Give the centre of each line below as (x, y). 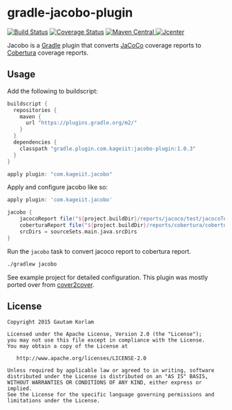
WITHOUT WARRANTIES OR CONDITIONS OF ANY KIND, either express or (105, 383)
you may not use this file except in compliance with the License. (106, 340)
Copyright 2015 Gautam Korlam (51, 322)
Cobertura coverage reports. (48, 53)
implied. (20, 389)
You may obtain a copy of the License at (68, 346)
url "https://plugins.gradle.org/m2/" (81, 123)
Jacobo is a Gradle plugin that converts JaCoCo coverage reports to (104, 45)
